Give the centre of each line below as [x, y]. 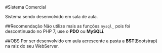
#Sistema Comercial [26, 7]
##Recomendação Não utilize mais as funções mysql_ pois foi [68, 26]
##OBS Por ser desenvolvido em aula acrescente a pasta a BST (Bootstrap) [81, 41]
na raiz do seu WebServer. [32, 46]
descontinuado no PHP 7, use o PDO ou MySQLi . [55, 31]
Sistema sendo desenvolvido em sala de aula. [52, 16]
